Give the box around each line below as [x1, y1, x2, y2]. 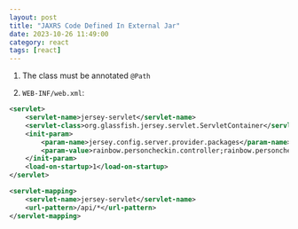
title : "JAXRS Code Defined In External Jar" [9, 21, 180, 30]
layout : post [9, 12, 58, 22]
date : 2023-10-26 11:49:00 [9, 29, 109, 38]
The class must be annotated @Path [21, 70, 151, 81]
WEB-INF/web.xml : [21, 88, 85, 99]
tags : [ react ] [9, 46, 62, 55]
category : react [9, 37, 69, 47]
